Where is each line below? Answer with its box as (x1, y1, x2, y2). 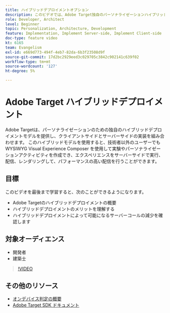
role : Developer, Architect (5, 17, 65, 22)
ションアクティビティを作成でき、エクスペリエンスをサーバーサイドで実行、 (5, 152, 163, 158)
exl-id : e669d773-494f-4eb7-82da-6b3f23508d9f (5, 50, 105, 55)
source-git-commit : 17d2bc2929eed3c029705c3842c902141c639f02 (5, 54, 139, 60)
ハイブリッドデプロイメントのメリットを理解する (12, 206, 115, 212)
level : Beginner (5, 21, 39, 27)
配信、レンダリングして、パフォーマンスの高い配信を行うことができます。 (5, 158, 160, 164)
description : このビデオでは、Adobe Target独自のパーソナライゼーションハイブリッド (5, 12, 167, 17)
